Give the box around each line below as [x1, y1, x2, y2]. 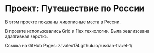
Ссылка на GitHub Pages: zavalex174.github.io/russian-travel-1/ [5, 42, 133, 48]
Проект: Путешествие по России [5, 3, 145, 14]
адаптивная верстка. [5, 33, 48, 39]
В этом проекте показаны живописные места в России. [5, 19, 121, 25]
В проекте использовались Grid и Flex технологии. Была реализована [5, 28, 150, 34]
